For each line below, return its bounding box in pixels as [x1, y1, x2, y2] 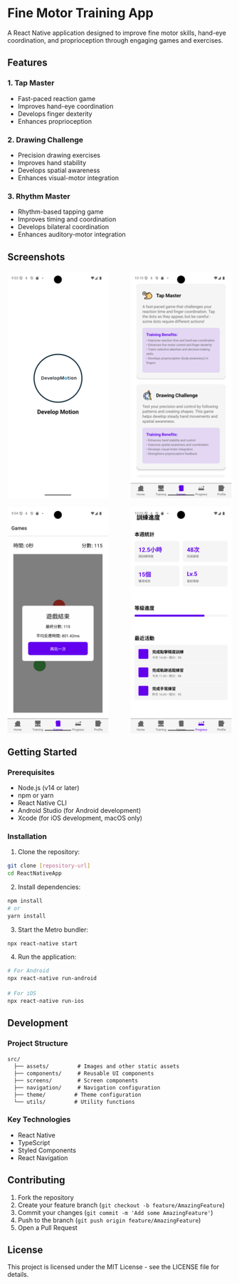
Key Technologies [7, 1115, 71, 1125]
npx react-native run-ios [7, 997, 84, 1004]
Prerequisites [7, 767, 55, 777]
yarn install [7, 912, 46, 920]
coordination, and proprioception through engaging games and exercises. [7, 36, 223, 44]
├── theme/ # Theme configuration [14, 1091, 142, 1098]
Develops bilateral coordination [17, 223, 110, 231]
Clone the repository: [17, 848, 80, 856]
